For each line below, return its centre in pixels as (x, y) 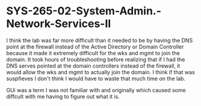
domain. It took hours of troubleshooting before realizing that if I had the (96, 59)
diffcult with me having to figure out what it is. (63, 96)
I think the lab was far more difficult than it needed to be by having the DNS (100, 40)
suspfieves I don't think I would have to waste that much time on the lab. (96, 78)
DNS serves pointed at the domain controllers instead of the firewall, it (93, 66)
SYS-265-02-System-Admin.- (84, 11)
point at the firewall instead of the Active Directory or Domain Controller (95, 47)
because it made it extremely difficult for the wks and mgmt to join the (93, 53)
